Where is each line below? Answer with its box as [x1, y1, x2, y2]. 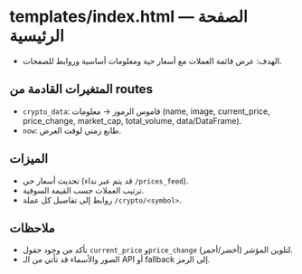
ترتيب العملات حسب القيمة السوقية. [22, 184, 145, 195]
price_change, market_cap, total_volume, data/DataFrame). [22, 115, 242, 126]
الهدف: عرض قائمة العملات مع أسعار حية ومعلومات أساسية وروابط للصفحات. [22, 55, 282, 66]
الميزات [9, 151, 48, 166]
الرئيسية [9, 25, 65, 46]
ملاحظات [9, 220, 56, 236]
